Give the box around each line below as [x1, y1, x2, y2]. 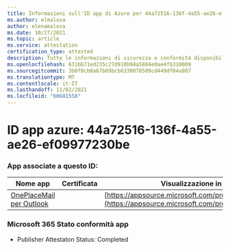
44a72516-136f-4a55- [86, 123, 217, 138]
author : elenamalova [7, 23, 66, 29]
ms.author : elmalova [7, 16, 66, 23]
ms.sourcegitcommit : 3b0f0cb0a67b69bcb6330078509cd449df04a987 [7, 67, 192, 74]
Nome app [15, 179, 50, 188]
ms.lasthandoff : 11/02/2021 [7, 86, 88, 93]
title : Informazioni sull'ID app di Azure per [7, 10, 142, 17]
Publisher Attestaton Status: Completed [16, 235, 129, 243]
